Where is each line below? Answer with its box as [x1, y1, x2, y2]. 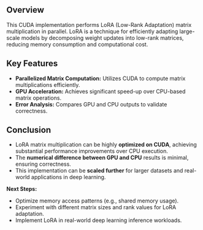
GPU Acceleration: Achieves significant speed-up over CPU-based [15, 87, 186, 95]
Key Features [6, 58, 58, 69]
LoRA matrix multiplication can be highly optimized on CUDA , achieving [15, 141, 197, 149]
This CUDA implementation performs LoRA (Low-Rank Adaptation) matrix [6, 21, 192, 28]
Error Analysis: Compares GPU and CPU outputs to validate [15, 100, 167, 108]
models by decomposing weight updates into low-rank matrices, [21, 34, 184, 42]
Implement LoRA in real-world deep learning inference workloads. [15, 217, 182, 224]
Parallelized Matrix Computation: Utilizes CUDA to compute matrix [15, 75, 186, 82]
